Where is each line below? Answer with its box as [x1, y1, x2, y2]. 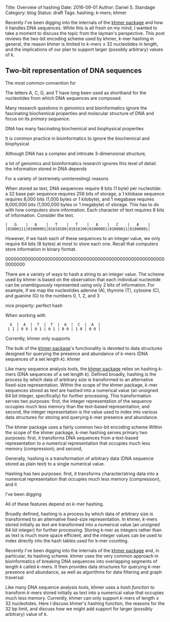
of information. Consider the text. [5, 212, 74, 218]
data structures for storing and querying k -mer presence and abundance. [5, 414, 158, 420]
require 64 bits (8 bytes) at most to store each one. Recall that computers [5, 241, 158, 247]
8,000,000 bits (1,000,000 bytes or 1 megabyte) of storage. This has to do [5, 201, 159, 207]
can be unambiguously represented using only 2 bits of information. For [5, 282, 155, 288]
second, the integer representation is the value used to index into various [5, 409, 158, 415]
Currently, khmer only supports [5, 335, 70, 341]
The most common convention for [5, 80, 76, 86]
